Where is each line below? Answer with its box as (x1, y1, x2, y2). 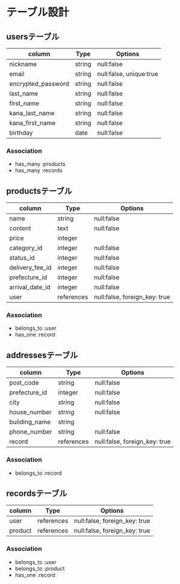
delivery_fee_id (9, 263, 52, 272)
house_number (9, 408, 52, 417)
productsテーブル (6, 185, 72, 196)
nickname (9, 60, 37, 68)
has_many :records (14, 167, 63, 174)
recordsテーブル (6, 488, 67, 498)
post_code (9, 379, 39, 387)
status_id (9, 254, 35, 262)
